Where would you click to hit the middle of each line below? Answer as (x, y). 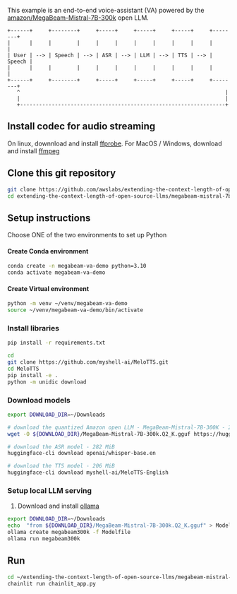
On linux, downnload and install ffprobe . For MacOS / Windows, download (115, 143)
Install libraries (34, 328)
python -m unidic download (47, 382)
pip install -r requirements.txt (56, 343)
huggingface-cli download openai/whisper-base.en (82, 453)
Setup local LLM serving (50, 490)
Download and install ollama (59, 506)
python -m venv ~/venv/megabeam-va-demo (68, 304)
